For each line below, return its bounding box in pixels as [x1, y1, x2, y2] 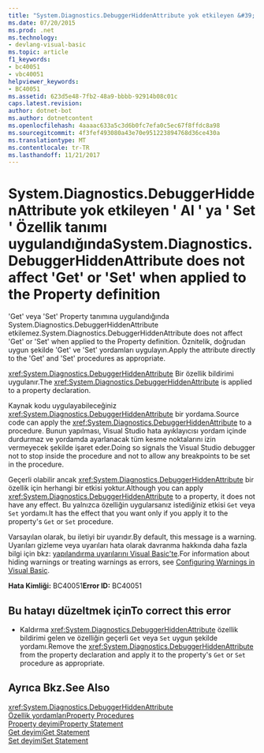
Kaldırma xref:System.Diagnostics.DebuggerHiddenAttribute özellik [19, 625, 239, 634]
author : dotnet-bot [8, 107, 73, 115]
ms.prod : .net [8, 26, 55, 34]
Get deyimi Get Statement [8, 727, 90, 736]
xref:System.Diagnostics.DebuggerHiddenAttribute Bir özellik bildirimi [8, 369, 234, 379]
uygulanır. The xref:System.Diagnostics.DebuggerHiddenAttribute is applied [8, 377, 252, 387]
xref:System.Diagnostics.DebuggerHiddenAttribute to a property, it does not [8, 492, 256, 501]
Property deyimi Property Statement [8, 719, 124, 729]
